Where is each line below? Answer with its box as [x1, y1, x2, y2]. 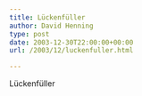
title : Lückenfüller [9, 12, 87, 22]
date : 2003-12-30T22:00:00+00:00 [9, 37, 134, 47]
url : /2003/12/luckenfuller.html [9, 46, 134, 55]
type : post [9, 29, 50, 38]
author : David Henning [9, 21, 94, 30]
